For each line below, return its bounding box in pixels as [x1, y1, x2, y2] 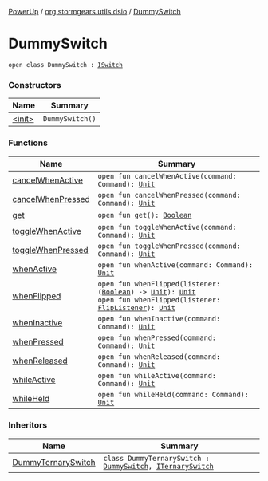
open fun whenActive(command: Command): [97, 260, 254, 270]
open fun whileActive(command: [97, 371, 217, 380]
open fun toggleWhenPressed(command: [97, 241, 241, 250]
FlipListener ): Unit [97, 303, 175, 312]
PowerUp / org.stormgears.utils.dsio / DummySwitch [8, 7, 181, 16]
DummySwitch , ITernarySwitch [103, 462, 214, 471]
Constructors [8, 79, 61, 90]
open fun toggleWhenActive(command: [97, 223, 237, 231]
